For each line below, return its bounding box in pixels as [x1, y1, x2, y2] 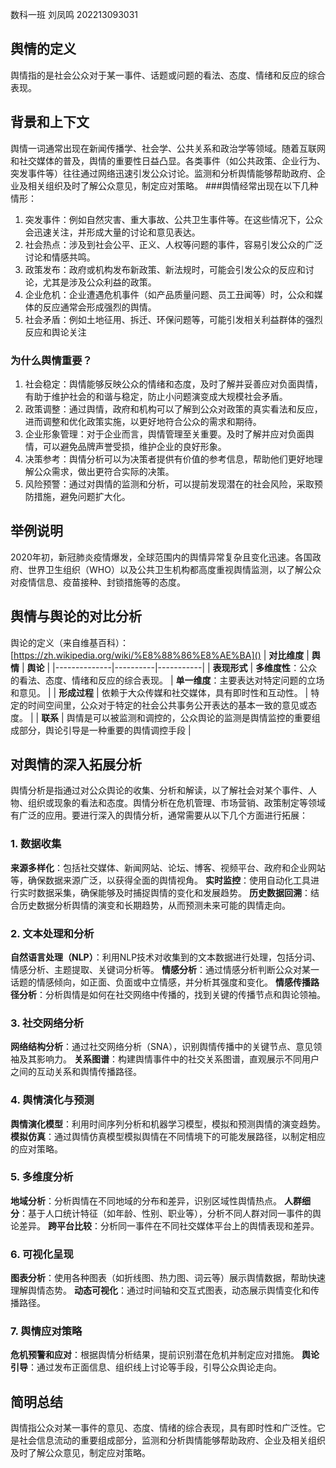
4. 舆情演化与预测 [10, 1093, 95, 1107]
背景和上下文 [10, 114, 90, 131]
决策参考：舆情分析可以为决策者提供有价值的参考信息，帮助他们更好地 [24, 453, 315, 465]
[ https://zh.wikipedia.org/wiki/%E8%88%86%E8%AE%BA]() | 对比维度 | [10, 649, 310, 661]
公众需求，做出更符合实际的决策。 [33, 465, 175, 477]
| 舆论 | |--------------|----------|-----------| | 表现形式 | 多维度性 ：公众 [21, 661, 318, 673]
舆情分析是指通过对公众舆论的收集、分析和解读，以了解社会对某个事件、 [10, 784, 308, 797]
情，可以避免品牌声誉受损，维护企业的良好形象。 [24, 440, 227, 452]
